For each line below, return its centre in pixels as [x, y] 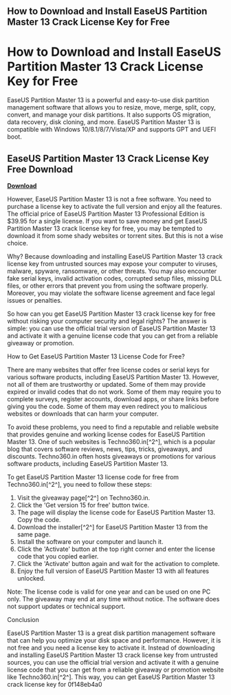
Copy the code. [39, 520]
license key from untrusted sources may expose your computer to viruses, [112, 264]
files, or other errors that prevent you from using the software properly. [108, 286]
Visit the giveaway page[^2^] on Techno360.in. [84, 498]
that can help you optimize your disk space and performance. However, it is [114, 641]
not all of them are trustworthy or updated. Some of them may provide [107, 385]
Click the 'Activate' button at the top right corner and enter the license [116, 549]
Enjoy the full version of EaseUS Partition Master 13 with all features [113, 571]
